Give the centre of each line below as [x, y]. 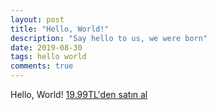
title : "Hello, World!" [60, 29]
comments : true [42, 66]
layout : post [37, 19]
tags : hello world [48, 57]
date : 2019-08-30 [46, 47]
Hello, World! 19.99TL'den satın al [79, 94]
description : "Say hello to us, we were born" [109, 38]
